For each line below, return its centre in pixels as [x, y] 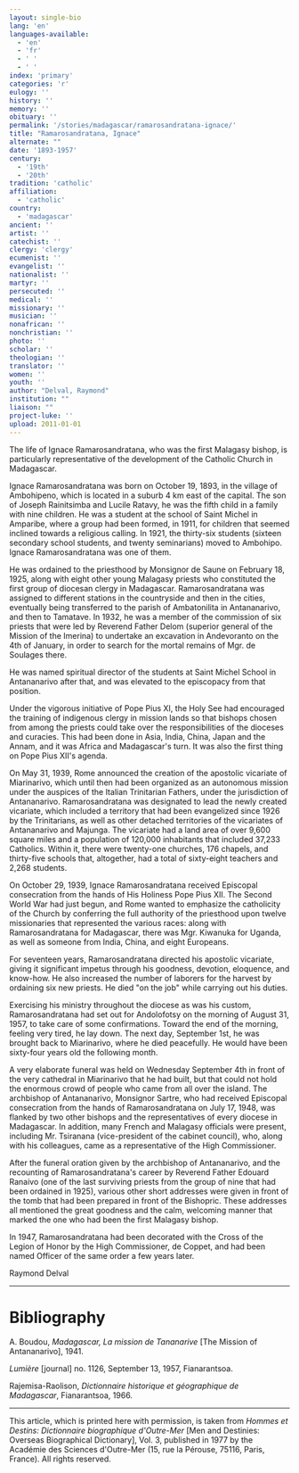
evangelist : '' [37, 267]
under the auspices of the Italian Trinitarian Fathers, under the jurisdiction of [149, 791]
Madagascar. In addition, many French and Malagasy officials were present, [148, 1126]
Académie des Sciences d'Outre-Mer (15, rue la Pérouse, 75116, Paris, [137, 1450]
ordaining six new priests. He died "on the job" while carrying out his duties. [149, 988]
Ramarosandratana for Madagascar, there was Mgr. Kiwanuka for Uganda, [145, 932]
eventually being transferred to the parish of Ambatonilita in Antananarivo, [145, 607]
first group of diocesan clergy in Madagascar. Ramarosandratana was [137, 588]
